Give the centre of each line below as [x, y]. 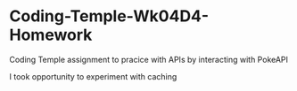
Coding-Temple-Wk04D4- [109, 16]
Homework [51, 35]
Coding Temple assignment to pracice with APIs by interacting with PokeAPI [148, 59]
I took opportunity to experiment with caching [93, 76]
